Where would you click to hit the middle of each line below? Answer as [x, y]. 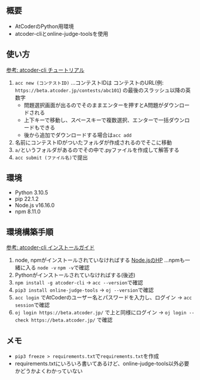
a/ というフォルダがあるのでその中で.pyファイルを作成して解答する [97, 150]
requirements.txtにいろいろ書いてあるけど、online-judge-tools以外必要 [102, 364]
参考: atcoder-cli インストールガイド [50, 247]
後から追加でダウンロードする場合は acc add [78, 135]
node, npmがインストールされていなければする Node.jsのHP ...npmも [100, 260]
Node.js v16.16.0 [35, 206]
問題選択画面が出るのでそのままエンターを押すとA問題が [94, 105]
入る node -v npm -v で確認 [57, 268]
